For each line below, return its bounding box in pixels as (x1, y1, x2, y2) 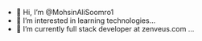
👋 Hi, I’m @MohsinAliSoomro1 (15, 8, 114, 17)
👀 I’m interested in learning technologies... (15, 16, 156, 25)
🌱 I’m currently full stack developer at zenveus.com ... (15, 24, 195, 33)
